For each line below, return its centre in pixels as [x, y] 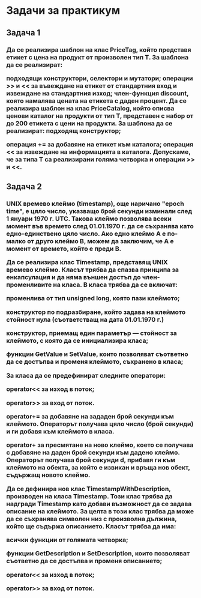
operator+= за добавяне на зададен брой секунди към [90, 416]
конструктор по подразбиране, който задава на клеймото [96, 312]
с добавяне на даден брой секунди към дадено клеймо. [93, 453]
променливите [29, 285]
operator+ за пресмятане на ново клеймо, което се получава [100, 445]
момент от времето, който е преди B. [64, 249]
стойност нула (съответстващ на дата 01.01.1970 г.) [85, 319]
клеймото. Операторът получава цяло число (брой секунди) [100, 424]
